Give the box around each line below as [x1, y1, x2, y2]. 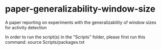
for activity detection [5, 24, 47, 30]
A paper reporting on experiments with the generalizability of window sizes [5, 19, 157, 25]
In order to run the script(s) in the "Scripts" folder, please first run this [5, 34, 145, 40]
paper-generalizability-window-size [5, 3, 156, 15]
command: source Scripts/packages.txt [5, 39, 85, 45]
